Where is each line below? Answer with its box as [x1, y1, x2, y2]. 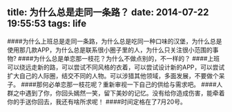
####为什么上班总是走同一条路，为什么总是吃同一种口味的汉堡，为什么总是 [7, 37, 222, 45]
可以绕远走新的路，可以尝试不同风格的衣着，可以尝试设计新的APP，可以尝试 [7, 63, 225, 71]
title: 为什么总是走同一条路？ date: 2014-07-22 [7, 6, 209, 19]
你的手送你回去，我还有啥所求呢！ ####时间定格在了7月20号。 [7, 97, 186, 106]
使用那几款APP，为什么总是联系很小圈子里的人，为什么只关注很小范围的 [7, 46, 213, 54]
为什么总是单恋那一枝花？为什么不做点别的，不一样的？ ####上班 [33, 54, 220, 62]
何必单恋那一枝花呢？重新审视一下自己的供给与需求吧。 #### [42, 80, 217, 88]
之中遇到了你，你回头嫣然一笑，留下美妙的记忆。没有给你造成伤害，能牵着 [12, 88, 225, 97]
